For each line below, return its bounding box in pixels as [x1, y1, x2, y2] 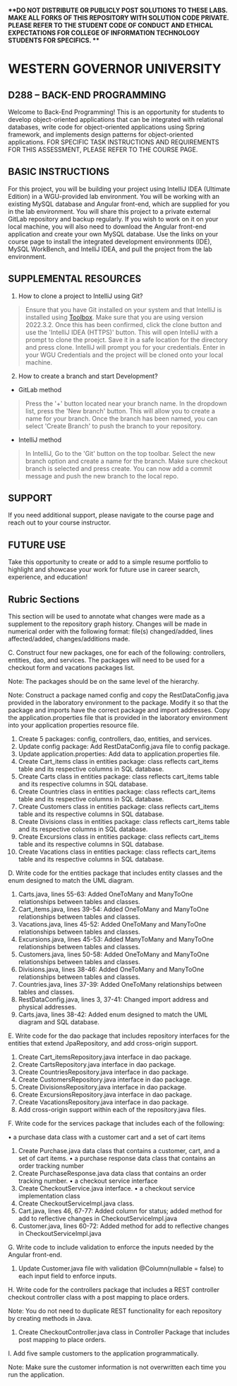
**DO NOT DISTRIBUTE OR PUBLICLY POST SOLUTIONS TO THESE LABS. [8, 6, 228, 14]
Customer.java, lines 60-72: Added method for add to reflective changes [18, 1222, 229, 1230]
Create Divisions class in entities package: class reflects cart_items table [18, 818, 230, 826]
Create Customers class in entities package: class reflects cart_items [18, 803, 219, 811]
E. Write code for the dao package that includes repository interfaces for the [8, 1031, 230, 1040]
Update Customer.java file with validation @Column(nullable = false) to [18, 1264, 224, 1273]
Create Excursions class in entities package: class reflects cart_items [18, 832, 219, 841]
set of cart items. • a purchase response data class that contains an [18, 1154, 216, 1163]
